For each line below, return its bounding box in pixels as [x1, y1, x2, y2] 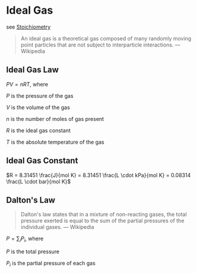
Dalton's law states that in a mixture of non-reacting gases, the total [20, 211, 187, 218]
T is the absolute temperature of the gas [6, 138, 105, 145]
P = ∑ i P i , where [6, 235, 44, 244]
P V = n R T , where [6, 80, 49, 88]
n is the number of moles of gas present [6, 115, 104, 122]
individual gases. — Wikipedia [20, 224, 94, 231]
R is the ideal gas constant [6, 126, 71, 134]
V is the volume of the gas [6, 104, 70, 111]
